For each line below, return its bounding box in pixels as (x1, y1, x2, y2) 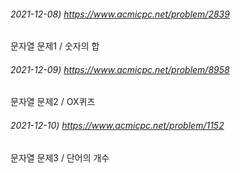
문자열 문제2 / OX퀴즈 (10, 96, 96, 108)
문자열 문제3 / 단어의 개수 (10, 151, 110, 164)
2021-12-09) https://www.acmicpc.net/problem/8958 (10, 63, 230, 75)
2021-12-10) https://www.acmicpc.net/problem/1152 (10, 120, 225, 131)
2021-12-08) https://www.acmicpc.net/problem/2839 (10, 8, 230, 20)
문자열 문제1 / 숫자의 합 (10, 40, 100, 52)
